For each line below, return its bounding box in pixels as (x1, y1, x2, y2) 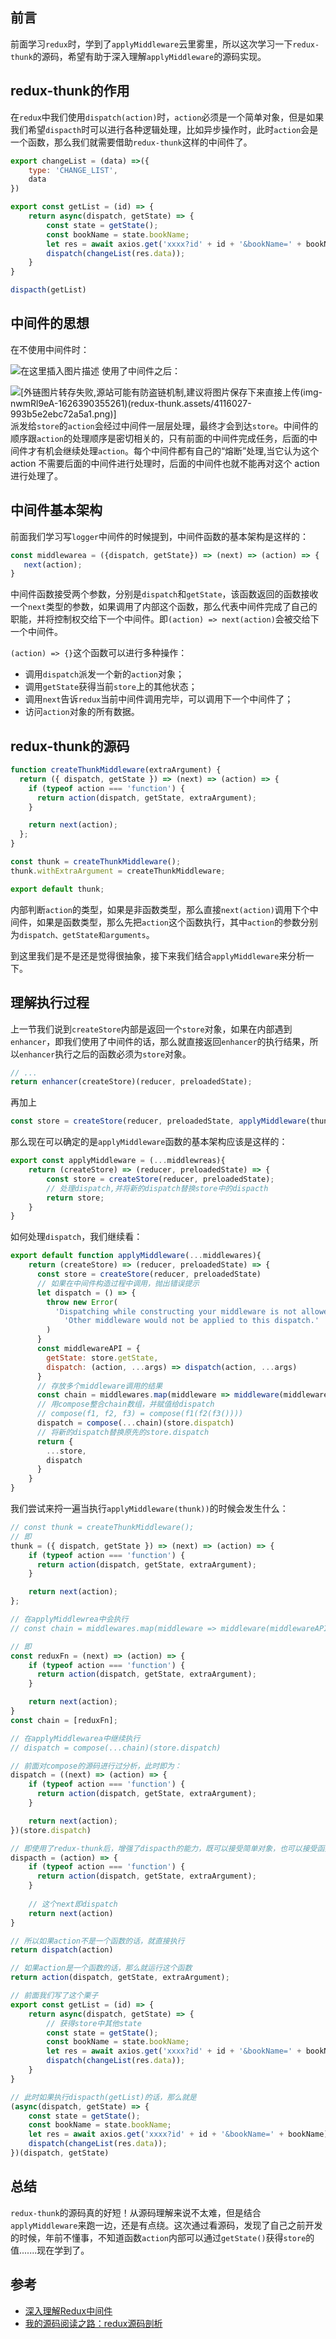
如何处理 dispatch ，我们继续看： (10, 1231, 143, 1243)
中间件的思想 (10, 315, 90, 332)
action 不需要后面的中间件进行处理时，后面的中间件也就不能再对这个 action (10, 457, 320, 469)
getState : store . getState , (46, 1353, 159, 1363)
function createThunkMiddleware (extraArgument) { (10, 765, 222, 775)
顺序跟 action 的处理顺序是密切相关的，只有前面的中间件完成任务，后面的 (10, 432, 309, 444)
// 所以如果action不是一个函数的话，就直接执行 (10, 1936, 185, 1946)
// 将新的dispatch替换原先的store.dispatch (36, 1427, 210, 1437)
